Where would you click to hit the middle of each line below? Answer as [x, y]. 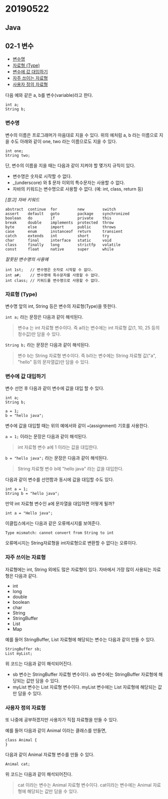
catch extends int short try [57, 236]
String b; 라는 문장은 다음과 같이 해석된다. [48, 345]
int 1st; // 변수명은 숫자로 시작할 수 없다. [49, 270]
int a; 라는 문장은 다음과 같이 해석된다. [44, 317]
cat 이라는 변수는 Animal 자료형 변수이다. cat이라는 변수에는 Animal [85, 785]
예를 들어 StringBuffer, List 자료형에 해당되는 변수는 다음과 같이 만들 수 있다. [80, 639]
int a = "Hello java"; [29, 513]
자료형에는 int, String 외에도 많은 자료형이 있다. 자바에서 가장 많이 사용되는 [78, 569]
